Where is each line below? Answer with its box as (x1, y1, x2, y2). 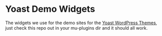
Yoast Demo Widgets (5, 3, 95, 15)
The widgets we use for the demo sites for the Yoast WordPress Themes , (5, 20, 157, 26)
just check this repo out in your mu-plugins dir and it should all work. (5, 25, 148, 31)
